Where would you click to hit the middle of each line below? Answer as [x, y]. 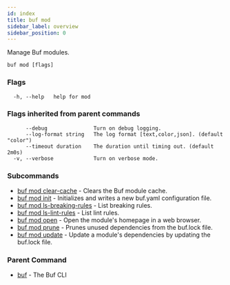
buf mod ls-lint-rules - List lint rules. [68, 213]
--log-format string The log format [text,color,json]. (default [124, 134]
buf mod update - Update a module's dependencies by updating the [114, 235]
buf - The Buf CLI [42, 275]
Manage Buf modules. [39, 52]
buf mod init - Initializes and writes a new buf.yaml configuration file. [114, 198]
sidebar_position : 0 [37, 33]
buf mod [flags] [30, 65]
